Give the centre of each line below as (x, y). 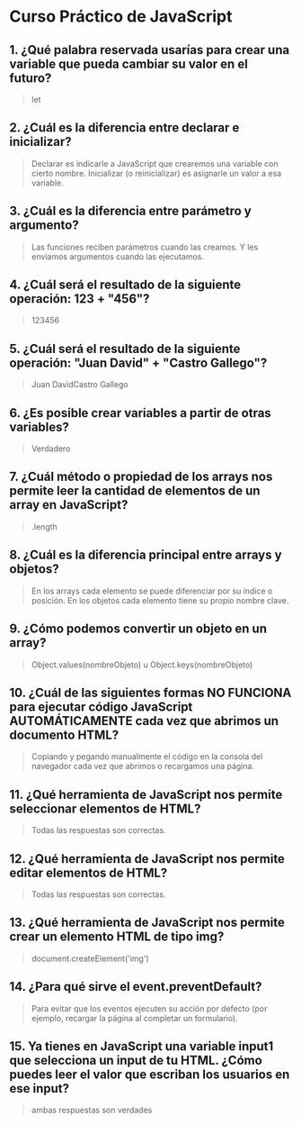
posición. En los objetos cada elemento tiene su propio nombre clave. (160, 600)
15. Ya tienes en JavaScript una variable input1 (142, 1046)
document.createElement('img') (90, 958)
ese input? (40, 1088)
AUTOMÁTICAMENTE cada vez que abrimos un (144, 721)
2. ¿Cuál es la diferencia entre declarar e (124, 128)
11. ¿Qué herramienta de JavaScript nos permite (146, 794)
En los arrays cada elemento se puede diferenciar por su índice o (152, 591)
